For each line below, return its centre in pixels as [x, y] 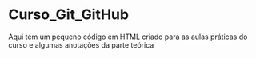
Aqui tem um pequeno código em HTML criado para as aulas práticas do [128, 37]
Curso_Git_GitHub [69, 15]
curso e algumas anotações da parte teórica [81, 44]
